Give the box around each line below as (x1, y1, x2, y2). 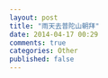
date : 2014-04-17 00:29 (9, 30, 99, 39)
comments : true (9, 38, 67, 48)
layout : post (9, 13, 58, 22)
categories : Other (9, 47, 78, 56)
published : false (9, 55, 75, 64)
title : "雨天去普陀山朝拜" (9, 22, 100, 30)
